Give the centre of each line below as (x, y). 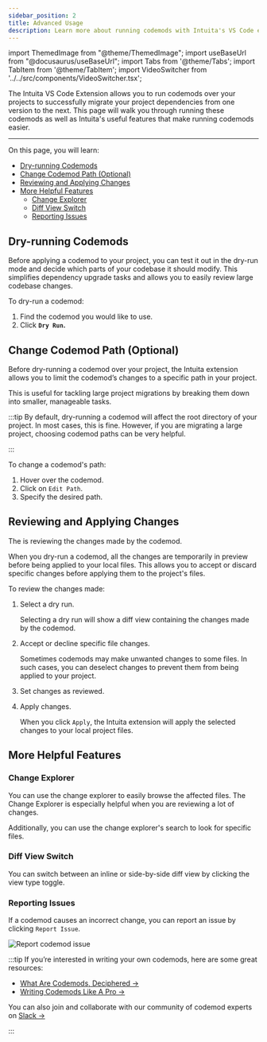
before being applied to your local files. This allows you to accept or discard (132, 564)
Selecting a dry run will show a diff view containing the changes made (134, 619)
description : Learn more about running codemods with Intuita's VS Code (131, 30)
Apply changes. (45, 706)
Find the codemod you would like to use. (86, 317)
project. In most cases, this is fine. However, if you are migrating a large (126, 425)
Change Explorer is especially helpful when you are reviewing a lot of (121, 804)
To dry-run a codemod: (46, 301)
